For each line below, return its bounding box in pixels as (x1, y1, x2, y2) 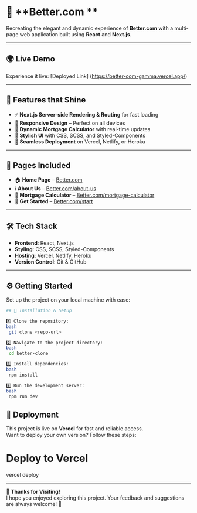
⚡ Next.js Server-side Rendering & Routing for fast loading (14, 111, 159, 118)
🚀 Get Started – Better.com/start (14, 198, 93, 205)
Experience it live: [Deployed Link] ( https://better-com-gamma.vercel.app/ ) (6, 73, 188, 80)
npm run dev (8, 394, 38, 399)
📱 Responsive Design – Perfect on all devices (14, 119, 125, 126)
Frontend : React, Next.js (14, 240, 74, 247)
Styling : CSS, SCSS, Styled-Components (14, 246, 114, 253)
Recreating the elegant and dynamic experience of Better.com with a (6, 25, 174, 32)
